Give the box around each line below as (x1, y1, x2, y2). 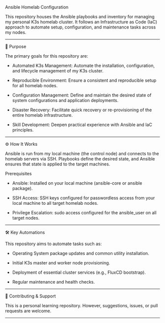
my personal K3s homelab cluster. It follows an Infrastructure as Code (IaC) (5, 19, 158, 25)
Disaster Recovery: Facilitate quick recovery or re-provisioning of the (12, 107, 152, 113)
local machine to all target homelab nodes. (12, 200, 98, 206)
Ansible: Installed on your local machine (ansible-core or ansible (12, 180, 142, 186)
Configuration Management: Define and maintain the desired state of (12, 92, 152, 98)
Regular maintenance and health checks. (12, 279, 95, 285)
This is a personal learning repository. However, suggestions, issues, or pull (5, 303, 158, 308)
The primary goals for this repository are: (5, 53, 88, 59)
